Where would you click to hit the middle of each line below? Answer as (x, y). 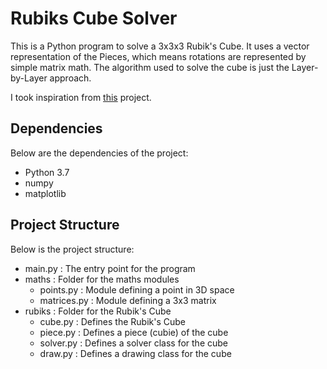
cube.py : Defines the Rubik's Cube (112, 321)
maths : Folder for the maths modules (102, 279)
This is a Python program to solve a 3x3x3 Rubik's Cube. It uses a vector (160, 46)
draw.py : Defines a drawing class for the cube (135, 353)
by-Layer (29, 78)
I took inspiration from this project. (81, 97)
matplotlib (45, 193)
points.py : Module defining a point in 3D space (137, 289)
